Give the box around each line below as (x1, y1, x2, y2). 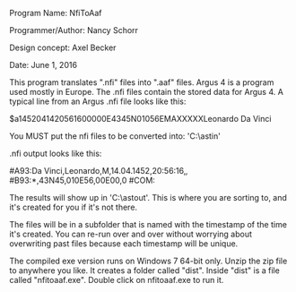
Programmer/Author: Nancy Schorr (9, 25, 139, 35)
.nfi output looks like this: (9, 148, 102, 159)
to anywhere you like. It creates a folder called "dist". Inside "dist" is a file (9, 265, 280, 276)
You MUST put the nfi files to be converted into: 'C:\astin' (9, 131, 222, 142)
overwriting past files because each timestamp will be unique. (9, 238, 239, 249)
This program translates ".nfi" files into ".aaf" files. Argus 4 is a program (9, 77, 274, 88)
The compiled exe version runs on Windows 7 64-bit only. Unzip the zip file (9, 255, 288, 266)
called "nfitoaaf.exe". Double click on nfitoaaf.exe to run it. (9, 275, 224, 285)
